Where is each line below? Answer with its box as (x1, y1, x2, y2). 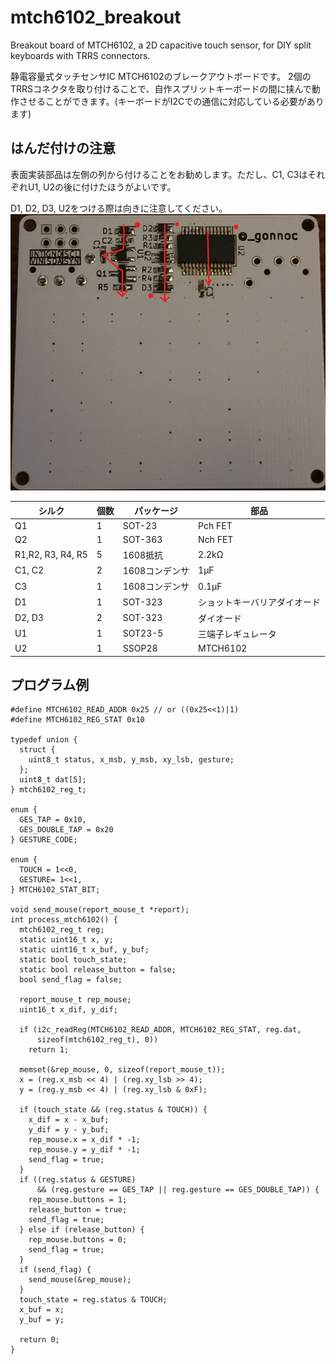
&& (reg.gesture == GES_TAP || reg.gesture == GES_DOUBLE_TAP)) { (36, 1185, 320, 1195)
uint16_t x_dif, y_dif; (19, 1005, 118, 1015)
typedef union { (10, 735, 78, 745)
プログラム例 (10, 677, 90, 694)
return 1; (28, 1045, 70, 1055)
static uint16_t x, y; (19, 935, 114, 945)
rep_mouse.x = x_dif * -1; (28, 1135, 141, 1145)
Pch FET (198, 520, 233, 532)
